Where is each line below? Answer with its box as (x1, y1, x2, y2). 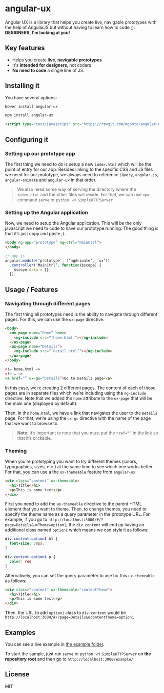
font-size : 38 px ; (9, 541, 45, 546)
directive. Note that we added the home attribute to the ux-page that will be (5, 395, 153, 401)
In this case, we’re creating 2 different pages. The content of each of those (5, 385, 156, 391)
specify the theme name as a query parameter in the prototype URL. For (5, 511, 150, 517)
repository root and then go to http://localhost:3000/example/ (5, 656, 133, 662)
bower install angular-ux (5, 104, 58, 109)
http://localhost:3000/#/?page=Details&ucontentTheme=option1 (5, 615, 134, 620)
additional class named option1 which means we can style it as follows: (5, 527, 149, 533)
